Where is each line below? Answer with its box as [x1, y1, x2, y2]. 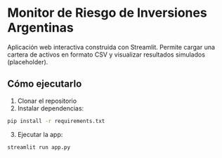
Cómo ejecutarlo [7, 78, 82, 90]
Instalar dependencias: [17, 103, 84, 113]
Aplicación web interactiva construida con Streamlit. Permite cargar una [7, 43, 216, 51]
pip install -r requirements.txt [7, 117, 105, 124]
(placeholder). [7, 57, 48, 66]
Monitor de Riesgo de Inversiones [7, 5, 207, 21]
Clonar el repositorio [17, 96, 77, 105]
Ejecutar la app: [17, 130, 63, 138]
